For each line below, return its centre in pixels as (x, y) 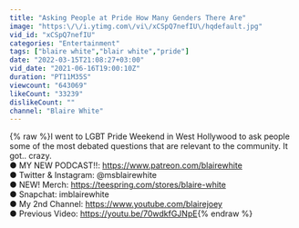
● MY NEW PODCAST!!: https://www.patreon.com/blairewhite (126, 165)
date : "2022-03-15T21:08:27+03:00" (77, 60)
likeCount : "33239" (46, 94)
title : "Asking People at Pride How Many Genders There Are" (128, 18)
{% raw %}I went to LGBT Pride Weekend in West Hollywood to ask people (149, 136)
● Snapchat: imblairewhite (59, 194)
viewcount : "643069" (49, 85)
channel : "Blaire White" (57, 111)
